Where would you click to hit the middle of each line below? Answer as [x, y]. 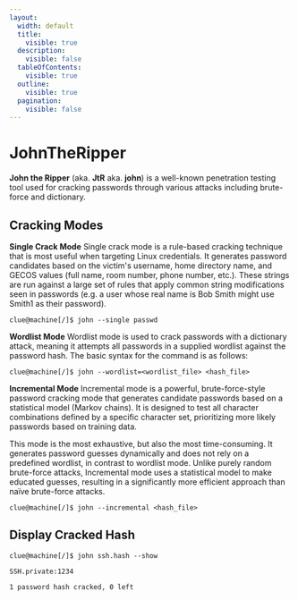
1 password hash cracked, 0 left [72, 587]
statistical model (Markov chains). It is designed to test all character [134, 407]
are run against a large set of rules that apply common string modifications [147, 284]
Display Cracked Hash [72, 535]
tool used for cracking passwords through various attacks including [134, 188]
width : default [46, 26]
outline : [34, 84]
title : [30, 34]
